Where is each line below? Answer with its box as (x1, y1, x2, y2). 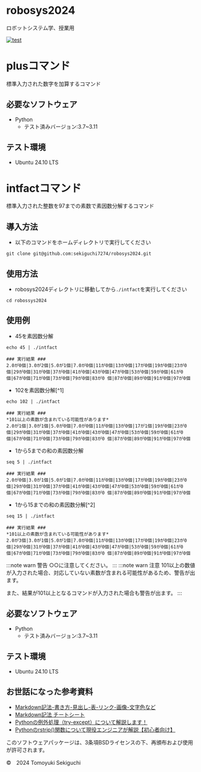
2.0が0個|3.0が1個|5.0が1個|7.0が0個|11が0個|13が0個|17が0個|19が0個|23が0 (6, 477, 187, 483)
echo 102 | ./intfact (6, 398, 61, 404)
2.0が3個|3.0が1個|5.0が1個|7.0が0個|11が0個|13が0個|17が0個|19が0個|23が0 (6, 537, 187, 544)
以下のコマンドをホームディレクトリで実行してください (14, 239, 151, 246)
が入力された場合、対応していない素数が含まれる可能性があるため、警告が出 (6, 569, 196, 576)
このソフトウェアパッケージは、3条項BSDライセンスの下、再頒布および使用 (6, 739, 194, 746)
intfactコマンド (6, 181, 82, 195)
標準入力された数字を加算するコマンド (6, 80, 101, 87)
